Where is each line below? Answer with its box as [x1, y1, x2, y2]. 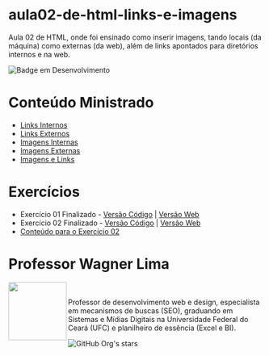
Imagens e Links [19, 154, 75, 164]
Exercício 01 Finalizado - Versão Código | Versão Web [19, 209, 200, 219]
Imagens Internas [19, 137, 78, 147]
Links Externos [19, 128, 70, 138]
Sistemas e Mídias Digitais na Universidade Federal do [68, 314, 249, 324]
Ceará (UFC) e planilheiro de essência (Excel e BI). [68, 323, 237, 333]
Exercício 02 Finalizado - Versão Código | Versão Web [19, 218, 201, 228]
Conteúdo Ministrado [8, 94, 154, 112]
